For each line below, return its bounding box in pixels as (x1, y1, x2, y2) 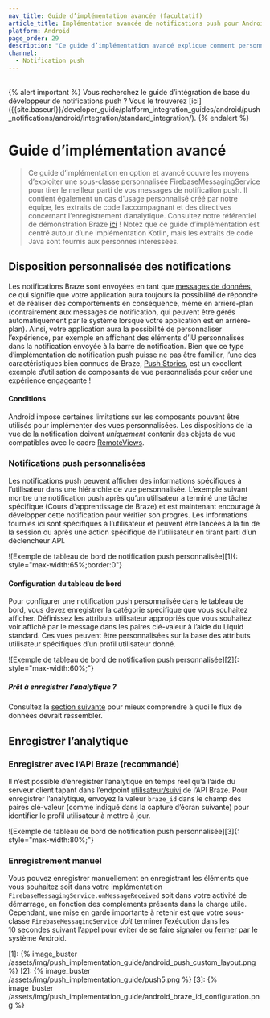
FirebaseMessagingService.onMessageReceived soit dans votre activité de (8, 891, 247, 900)
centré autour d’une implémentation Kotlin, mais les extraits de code (27, 227, 254, 238)
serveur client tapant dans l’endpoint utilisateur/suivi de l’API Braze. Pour (8, 785, 248, 795)
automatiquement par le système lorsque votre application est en (8, 315, 224, 325)
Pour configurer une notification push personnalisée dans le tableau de (8, 596, 243, 606)
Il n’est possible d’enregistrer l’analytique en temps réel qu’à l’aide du (8, 776, 235, 786)
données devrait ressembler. (8, 711, 103, 721)
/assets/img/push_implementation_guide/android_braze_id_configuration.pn (8, 992, 260, 1002)
